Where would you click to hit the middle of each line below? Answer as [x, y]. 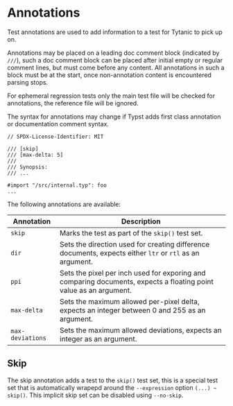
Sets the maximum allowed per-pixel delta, [130, 301]
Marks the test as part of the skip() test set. [131, 232]
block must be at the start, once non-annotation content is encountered [109, 75]
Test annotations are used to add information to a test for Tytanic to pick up [115, 32]
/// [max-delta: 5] [35, 155]
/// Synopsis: [28, 167]
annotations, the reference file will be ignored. [73, 103]
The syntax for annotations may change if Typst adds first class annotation [114, 117]
